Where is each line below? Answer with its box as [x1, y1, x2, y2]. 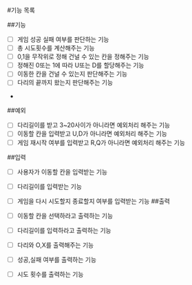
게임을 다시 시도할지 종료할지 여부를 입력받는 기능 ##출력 [17, 197, 171, 205]
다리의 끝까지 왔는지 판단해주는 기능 [17, 78, 114, 87]
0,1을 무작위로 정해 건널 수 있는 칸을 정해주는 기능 [17, 52, 149, 61]
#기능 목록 [7, 6, 36, 14]
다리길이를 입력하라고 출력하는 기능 [17, 226, 111, 234]
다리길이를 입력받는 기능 [17, 182, 83, 191]
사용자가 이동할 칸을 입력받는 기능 [17, 167, 108, 176]
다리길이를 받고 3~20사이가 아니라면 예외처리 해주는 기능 [17, 121, 171, 129]
